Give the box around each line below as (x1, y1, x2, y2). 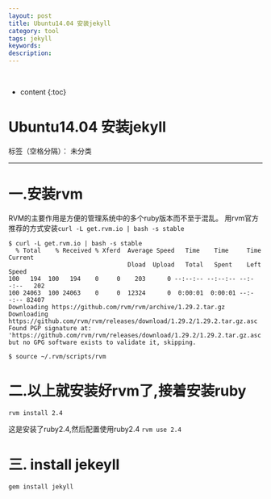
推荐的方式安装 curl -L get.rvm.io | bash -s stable (8, 223, 185, 233)
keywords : (8, 42, 42, 50)
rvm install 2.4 (8, 409, 63, 417)
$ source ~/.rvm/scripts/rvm (8, 352, 106, 360)
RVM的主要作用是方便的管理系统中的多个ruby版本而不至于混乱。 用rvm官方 (8, 213, 260, 223)
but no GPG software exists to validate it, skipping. (8, 338, 197, 346)
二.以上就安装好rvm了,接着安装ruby (8, 382, 247, 400)
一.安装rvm (8, 185, 83, 203)
